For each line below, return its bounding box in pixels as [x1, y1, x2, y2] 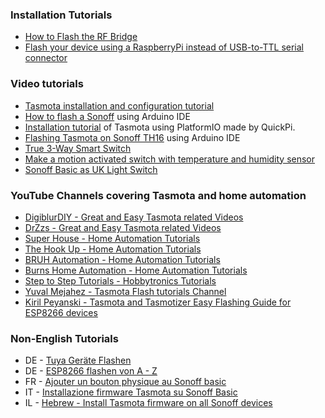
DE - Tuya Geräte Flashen [24, 354, 132, 367]
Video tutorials [10, 77, 84, 91]
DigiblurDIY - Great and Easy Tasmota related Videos [24, 211, 244, 223]
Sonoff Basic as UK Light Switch [24, 163, 158, 175]
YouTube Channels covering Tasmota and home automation [10, 188, 307, 202]
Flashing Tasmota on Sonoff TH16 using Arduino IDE [24, 131, 241, 143]
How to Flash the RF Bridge [24, 31, 138, 43]
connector [24, 52, 68, 64]
